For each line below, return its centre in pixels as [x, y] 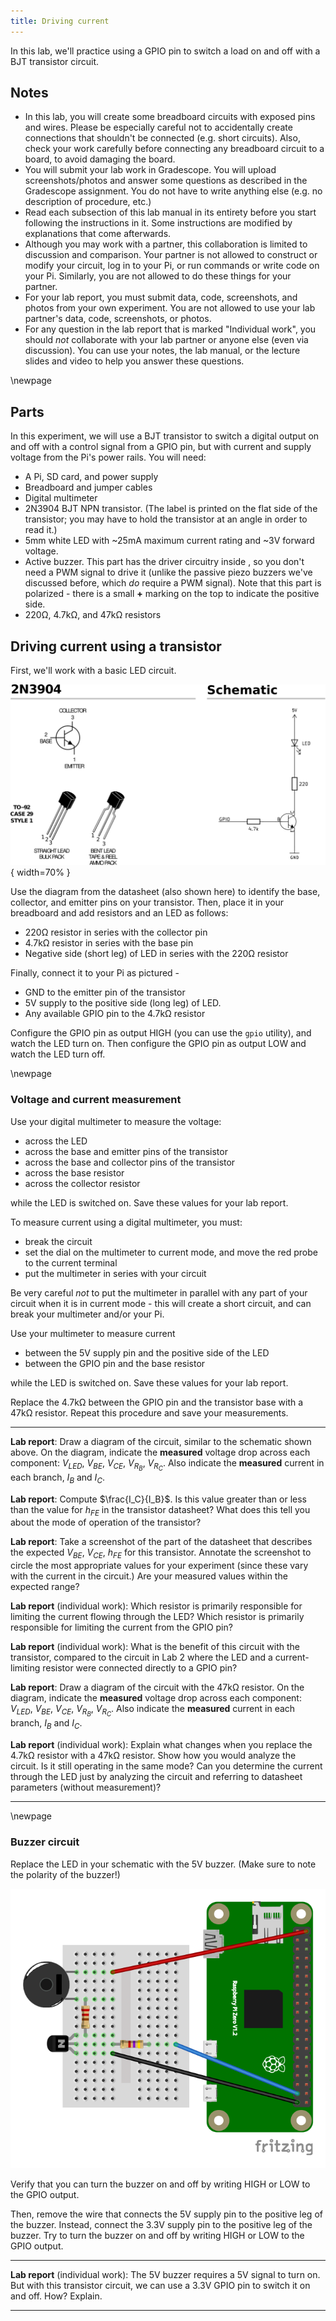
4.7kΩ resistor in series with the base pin [109, 943]
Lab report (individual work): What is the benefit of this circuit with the [155, 1647]
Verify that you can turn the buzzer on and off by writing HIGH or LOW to [160, 2184]
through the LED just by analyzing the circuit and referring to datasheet [156, 1777]
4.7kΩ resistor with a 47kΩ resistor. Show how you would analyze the [153, 1756]
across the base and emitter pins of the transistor [126, 1151]
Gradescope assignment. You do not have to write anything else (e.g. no [173, 191]
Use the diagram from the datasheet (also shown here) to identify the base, [165, 892]
